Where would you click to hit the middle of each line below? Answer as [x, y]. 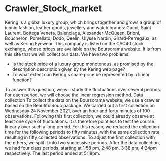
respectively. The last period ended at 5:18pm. [53, 153]
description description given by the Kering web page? [69, 69]
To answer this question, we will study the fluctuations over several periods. [83, 89]
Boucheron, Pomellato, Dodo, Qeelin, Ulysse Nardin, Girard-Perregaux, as [81, 38]
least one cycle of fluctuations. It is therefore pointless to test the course [80, 121]
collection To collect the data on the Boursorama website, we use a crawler [83, 100]
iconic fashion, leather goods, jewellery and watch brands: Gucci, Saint [78, 27]
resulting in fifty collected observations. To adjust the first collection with [80, 137]
